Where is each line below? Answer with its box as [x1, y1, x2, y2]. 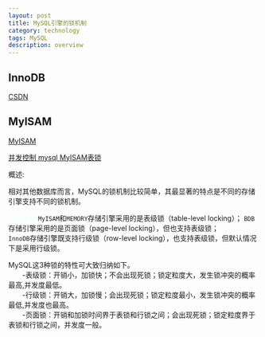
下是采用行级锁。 [8, 243, 64, 253]
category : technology [8, 26, 80, 34]
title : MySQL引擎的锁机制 [8, 19, 88, 27]
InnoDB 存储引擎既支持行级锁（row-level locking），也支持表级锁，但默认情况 [8, 233, 257, 243]
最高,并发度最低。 [8, 280, 67, 289]
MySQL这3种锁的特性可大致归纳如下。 [8, 260, 134, 269]
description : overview [8, 41, 84, 49]
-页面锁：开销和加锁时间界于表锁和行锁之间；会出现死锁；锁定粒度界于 [22, 310, 256, 319]
